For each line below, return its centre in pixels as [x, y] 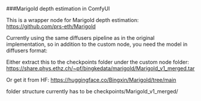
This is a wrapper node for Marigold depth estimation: [72, 20]
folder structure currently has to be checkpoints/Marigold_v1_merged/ [92, 91]
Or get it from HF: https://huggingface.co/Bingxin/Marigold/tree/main [91, 80]
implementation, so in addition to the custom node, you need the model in [97, 44]
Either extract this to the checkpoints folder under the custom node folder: [98, 62]
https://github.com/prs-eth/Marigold [51, 26]
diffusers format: [27, 50]
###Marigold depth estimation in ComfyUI [58, 9]
